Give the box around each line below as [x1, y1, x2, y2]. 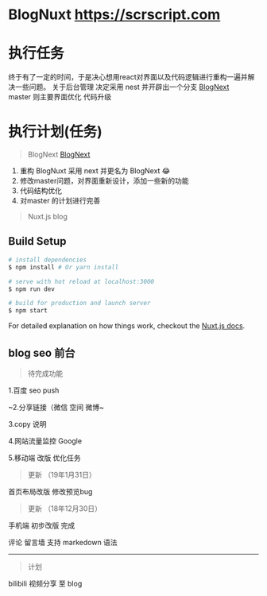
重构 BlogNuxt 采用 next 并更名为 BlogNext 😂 [19, 166, 171, 176]
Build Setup [8, 234, 67, 248]
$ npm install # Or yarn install [8, 263, 119, 271]
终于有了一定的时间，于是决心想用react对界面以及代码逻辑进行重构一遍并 [8, 72, 248, 82]
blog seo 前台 [8, 346, 75, 359]
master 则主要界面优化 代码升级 [8, 92, 112, 102]
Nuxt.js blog [27, 212, 68, 222]
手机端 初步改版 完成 [8, 521, 75, 530]
